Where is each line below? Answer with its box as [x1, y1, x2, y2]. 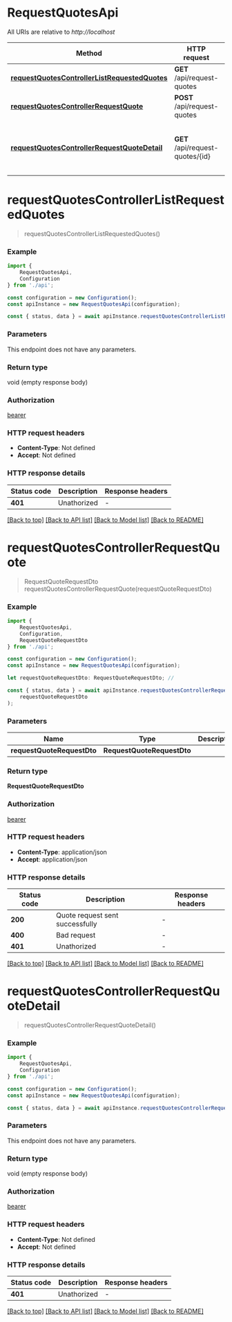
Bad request [56, 931, 96, 940]
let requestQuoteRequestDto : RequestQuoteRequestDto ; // [7, 674, 175, 681]
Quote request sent [56, 911, 119, 920]
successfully [56, 920, 97, 929]
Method [75, 48, 102, 58]
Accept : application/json [17, 855, 88, 864]
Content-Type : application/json [17, 848, 107, 856]
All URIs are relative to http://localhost [7, 28, 115, 36]
